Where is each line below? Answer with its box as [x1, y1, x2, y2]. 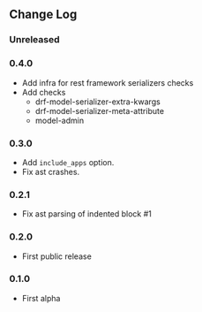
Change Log [9, 7, 78, 22]
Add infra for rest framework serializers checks [21, 77, 194, 88]
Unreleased [9, 34, 60, 46]
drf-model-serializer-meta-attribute [34, 105, 165, 116]
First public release [21, 251, 93, 262]
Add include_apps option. [21, 156, 115, 167]
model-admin [34, 115, 85, 126]
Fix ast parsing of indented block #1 [21, 209, 153, 219]
